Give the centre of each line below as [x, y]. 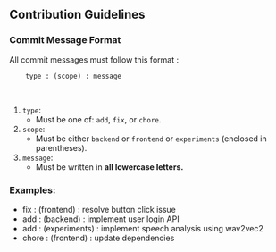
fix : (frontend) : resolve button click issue [99, 209]
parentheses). [61, 147]
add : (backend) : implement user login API [101, 219]
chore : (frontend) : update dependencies [98, 238]
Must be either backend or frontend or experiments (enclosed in [151, 139]
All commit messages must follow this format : [94, 59]
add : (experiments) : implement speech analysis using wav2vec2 [142, 228]
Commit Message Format [65, 40]
